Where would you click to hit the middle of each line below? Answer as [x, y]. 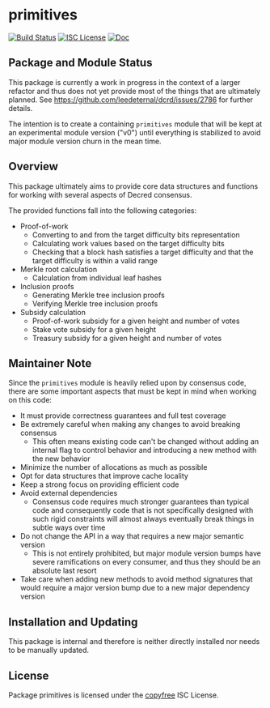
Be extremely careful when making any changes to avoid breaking [130, 424]
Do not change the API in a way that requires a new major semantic [132, 536]
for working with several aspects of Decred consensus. [100, 194]
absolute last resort [64, 571]
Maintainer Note [50, 363]
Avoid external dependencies [69, 493]
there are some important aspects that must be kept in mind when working [133, 391]
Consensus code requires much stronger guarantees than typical [140, 502]
